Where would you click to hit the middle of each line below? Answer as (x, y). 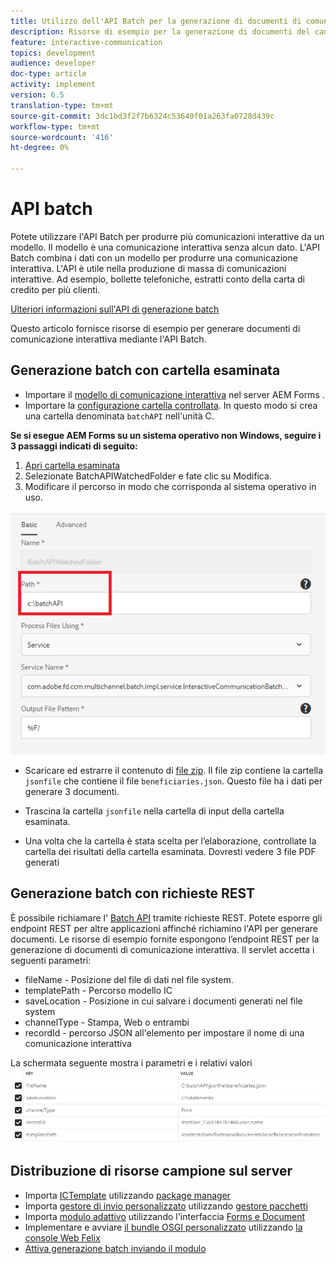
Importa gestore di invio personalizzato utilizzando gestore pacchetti (166, 1206)
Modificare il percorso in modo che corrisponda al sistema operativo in (170, 486)
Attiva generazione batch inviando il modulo (115, 1248)
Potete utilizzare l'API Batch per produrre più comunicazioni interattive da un (167, 236)
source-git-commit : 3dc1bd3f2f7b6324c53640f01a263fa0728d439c (142, 116)
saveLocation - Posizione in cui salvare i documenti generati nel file (163, 1001)
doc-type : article (48, 74)
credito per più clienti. (55, 289)
